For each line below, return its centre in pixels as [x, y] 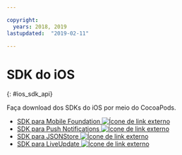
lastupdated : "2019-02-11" [48, 33]
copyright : [23, 20]
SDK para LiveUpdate [48, 144]
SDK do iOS [41, 74]
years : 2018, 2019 [40, 27]
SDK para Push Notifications [58, 129]
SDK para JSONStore [48, 137]
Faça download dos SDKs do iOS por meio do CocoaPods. [91, 108]
